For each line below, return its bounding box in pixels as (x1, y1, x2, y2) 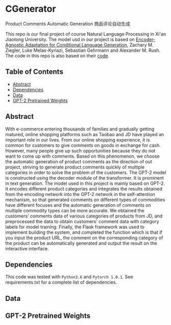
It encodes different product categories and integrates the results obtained (5, 185, 162, 192)
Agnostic (5, 41, 25, 48)
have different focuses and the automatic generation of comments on (5, 202, 152, 208)
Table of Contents (5, 68, 64, 76)
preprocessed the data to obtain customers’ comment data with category (5, 218, 159, 224)
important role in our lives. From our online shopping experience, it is (5, 137, 150, 143)
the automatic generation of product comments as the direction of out (5, 158, 152, 164)
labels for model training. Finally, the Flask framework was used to (5, 224, 144, 230)
